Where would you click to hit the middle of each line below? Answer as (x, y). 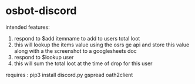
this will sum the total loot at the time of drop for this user (83, 63)
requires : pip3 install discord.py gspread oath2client (69, 75)
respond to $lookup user (44, 57)
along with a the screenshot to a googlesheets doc (75, 51)
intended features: (28, 27)
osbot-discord (41, 11)
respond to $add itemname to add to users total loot (77, 38)
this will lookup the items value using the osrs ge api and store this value (102, 45)
